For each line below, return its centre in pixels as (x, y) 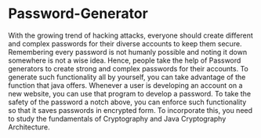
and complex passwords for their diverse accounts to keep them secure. (125, 43)
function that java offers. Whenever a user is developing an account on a (125, 85)
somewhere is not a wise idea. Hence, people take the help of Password (125, 60)
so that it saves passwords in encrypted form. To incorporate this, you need (130, 110)
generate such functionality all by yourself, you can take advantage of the (127, 77)
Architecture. (29, 127)
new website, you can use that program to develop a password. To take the (130, 93)
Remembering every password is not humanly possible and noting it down (128, 52)
